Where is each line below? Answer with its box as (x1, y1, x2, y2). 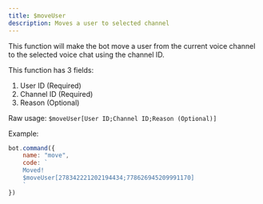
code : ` (22, 159, 48, 167)
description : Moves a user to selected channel (8, 19, 170, 27)
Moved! (22, 166, 45, 174)
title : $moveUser (8, 11, 66, 20)
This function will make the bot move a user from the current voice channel (8, 41, 256, 50)
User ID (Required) (19, 81, 82, 90)
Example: (8, 129, 39, 138)
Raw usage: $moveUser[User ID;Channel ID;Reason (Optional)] (8, 113, 217, 122)
